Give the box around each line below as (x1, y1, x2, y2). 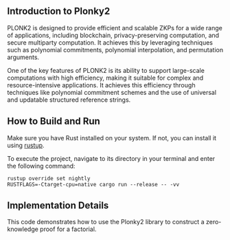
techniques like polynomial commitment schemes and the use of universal (7, 88, 217, 96)
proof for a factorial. (40, 225, 97, 233)
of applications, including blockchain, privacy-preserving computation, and (7, 31, 220, 39)
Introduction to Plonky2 (7, 6, 111, 17)
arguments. (7, 53, 40, 61)
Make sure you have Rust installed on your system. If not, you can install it (7, 133, 217, 142)
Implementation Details (7, 199, 109, 212)
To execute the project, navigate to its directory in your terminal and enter (7, 154, 216, 162)
